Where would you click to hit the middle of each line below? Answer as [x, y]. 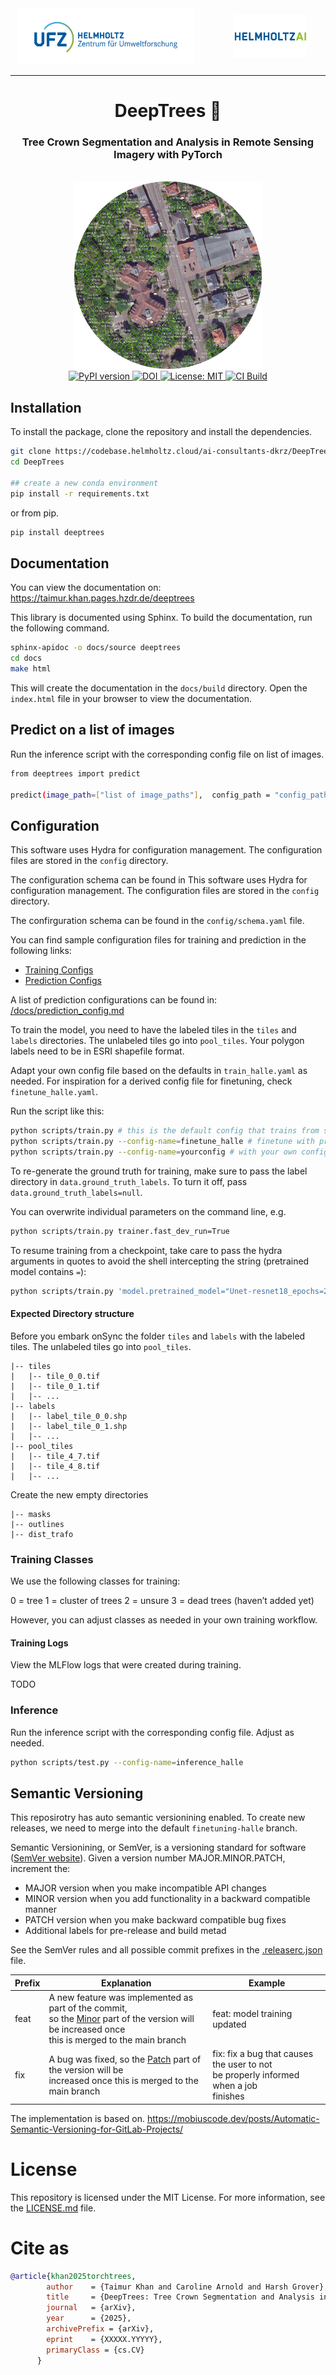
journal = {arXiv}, [91, 2308]
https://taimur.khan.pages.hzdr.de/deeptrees [102, 598]
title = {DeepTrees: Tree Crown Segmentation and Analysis [180, 2297]
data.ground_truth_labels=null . [76, 1192]
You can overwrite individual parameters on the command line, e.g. [148, 1211]
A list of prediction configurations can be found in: [114, 1000]
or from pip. [34, 513]
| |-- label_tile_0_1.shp [69, 1426]
